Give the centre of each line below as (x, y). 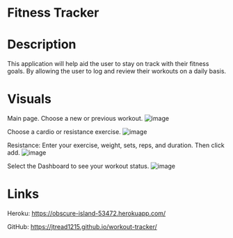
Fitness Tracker (53, 13)
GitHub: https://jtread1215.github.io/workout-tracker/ (82, 227)
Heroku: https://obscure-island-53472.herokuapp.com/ (87, 213)
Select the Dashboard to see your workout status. (78, 166)
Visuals (30, 99)
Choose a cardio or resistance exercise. (64, 132)
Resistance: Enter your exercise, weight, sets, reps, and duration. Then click (116, 145)
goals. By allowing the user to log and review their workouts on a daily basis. (117, 71)
